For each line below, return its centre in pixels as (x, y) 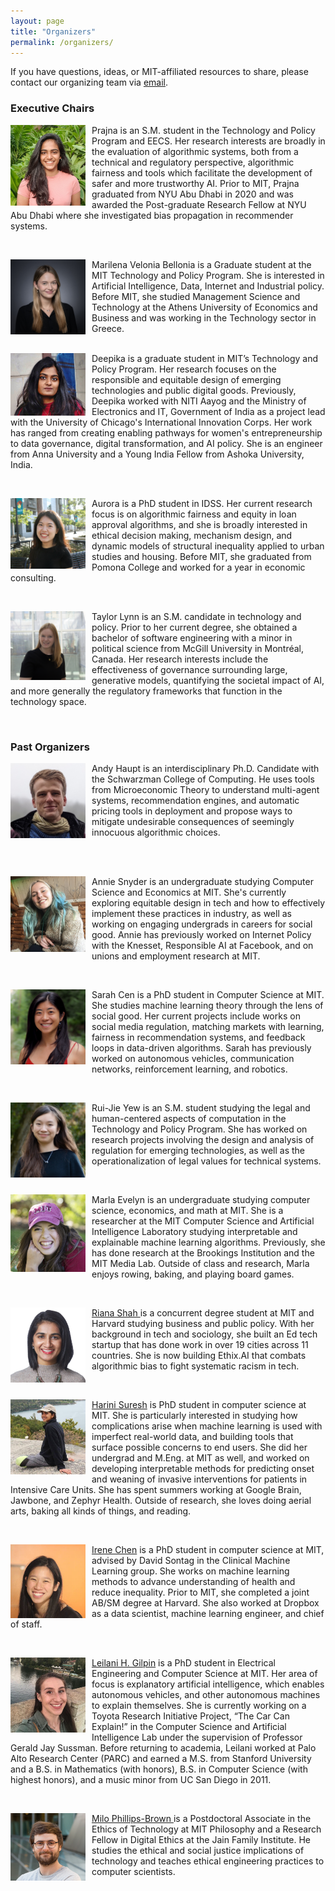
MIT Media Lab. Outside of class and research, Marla (200, 1263)
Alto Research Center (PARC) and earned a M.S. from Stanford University (161, 1758)
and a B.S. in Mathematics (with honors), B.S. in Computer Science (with (159, 1769)
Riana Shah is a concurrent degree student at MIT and (203, 1312)
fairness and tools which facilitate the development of (202, 172)
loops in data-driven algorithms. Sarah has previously (201, 1047)
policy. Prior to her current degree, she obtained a (194, 627)
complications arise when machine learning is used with (207, 1426)
